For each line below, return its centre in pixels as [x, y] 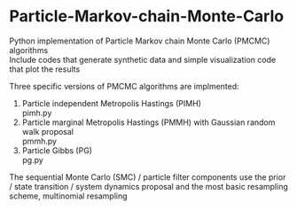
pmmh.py [39, 141]
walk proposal [47, 131]
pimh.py [37, 113]
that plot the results [45, 69]
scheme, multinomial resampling [68, 196]
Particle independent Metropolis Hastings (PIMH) [112, 103]
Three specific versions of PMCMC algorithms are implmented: [124, 86]
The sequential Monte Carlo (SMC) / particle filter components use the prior [148, 177]
